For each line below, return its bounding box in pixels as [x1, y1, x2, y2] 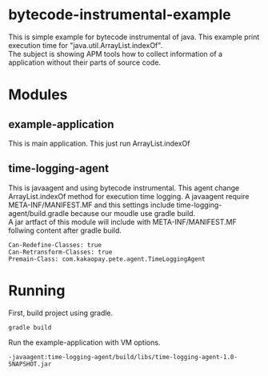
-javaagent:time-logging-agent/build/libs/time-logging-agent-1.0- [8, 353, 238, 361]
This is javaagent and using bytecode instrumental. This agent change [8, 182, 240, 193]
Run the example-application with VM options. [8, 338, 161, 347]
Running [8, 282, 66, 299]
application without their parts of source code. [8, 58, 162, 67]
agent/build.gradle [8, 208, 70, 218]
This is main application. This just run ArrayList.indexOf [8, 138, 190, 148]
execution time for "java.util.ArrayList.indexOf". [8, 40, 163, 50]
